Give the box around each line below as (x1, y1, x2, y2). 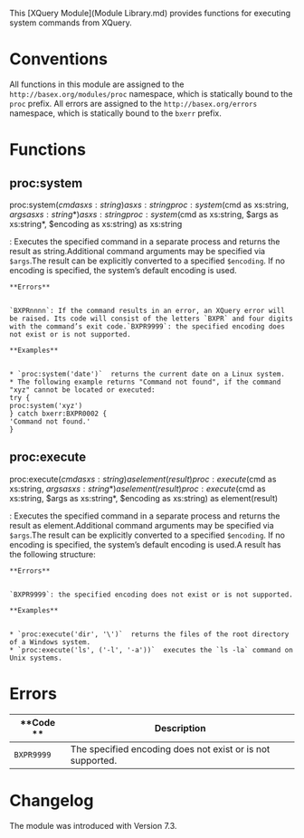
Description (154, 721, 206, 734)
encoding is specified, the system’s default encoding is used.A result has (9, 538, 281, 550)
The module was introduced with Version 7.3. (9, 820, 177, 831)
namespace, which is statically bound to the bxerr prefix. (9, 108, 222, 119)
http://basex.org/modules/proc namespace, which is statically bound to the (9, 88, 293, 99)
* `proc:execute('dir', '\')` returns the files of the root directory (9, 629, 290, 639)
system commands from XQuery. (9, 17, 133, 28)
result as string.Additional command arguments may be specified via (9, 245, 265, 256)
